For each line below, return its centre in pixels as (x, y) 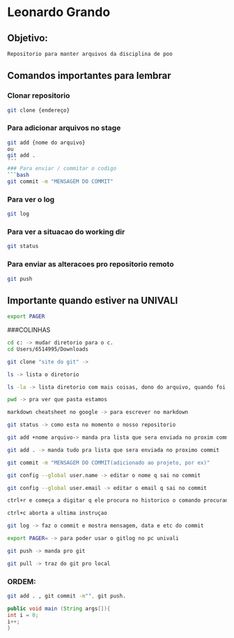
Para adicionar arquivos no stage (64, 128)
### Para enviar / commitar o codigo (62, 168)
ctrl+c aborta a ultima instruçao (57, 513)
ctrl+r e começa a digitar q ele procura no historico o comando (104, 500)
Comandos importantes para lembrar (89, 76)
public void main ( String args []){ (59, 609)
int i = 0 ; (23, 615)
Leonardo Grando (59, 12)
